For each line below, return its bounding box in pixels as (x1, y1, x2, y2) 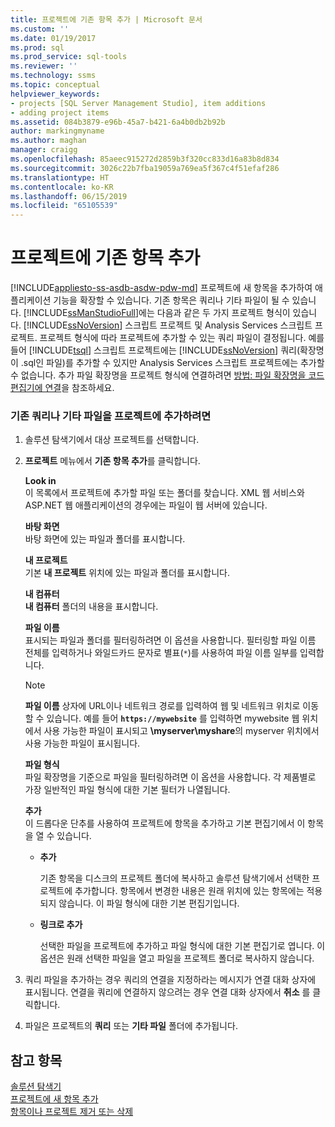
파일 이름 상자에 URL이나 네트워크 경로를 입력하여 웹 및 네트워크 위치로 (24, 700, 301, 712)
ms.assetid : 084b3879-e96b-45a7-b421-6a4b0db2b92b (10, 117, 226, 127)
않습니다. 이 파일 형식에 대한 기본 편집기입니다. (58, 897, 240, 910)
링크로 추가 (39, 919, 83, 931)
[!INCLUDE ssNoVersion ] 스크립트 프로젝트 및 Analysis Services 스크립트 (23, 319, 313, 331)
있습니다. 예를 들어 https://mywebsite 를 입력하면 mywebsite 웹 (46, 712, 300, 725)
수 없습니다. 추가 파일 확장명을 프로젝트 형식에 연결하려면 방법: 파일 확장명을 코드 (10, 369, 325, 381)
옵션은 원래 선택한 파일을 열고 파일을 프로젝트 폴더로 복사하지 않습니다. (39, 952, 315, 965)
